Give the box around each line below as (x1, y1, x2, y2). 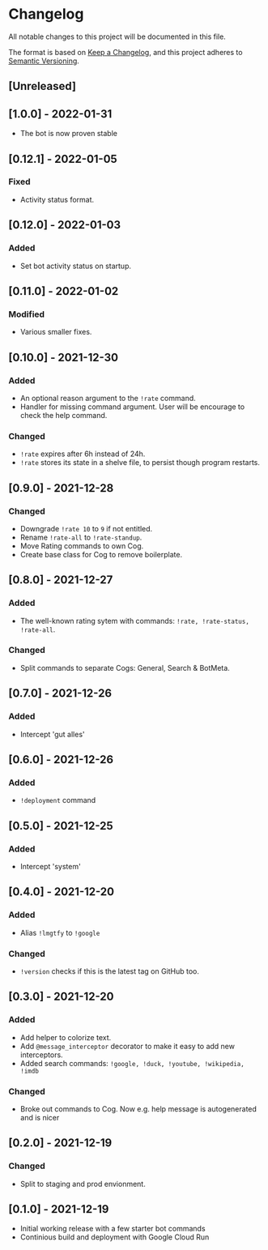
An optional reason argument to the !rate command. (19, 393, 196, 403)
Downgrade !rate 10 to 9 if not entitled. (19, 523, 153, 533)
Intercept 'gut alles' (19, 729, 85, 739)
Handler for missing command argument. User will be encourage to (19, 402, 245, 412)
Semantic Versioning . (8, 56, 79, 66)
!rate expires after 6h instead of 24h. (19, 449, 146, 459)
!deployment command (19, 796, 96, 805)
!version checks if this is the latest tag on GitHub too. (19, 966, 200, 976)
